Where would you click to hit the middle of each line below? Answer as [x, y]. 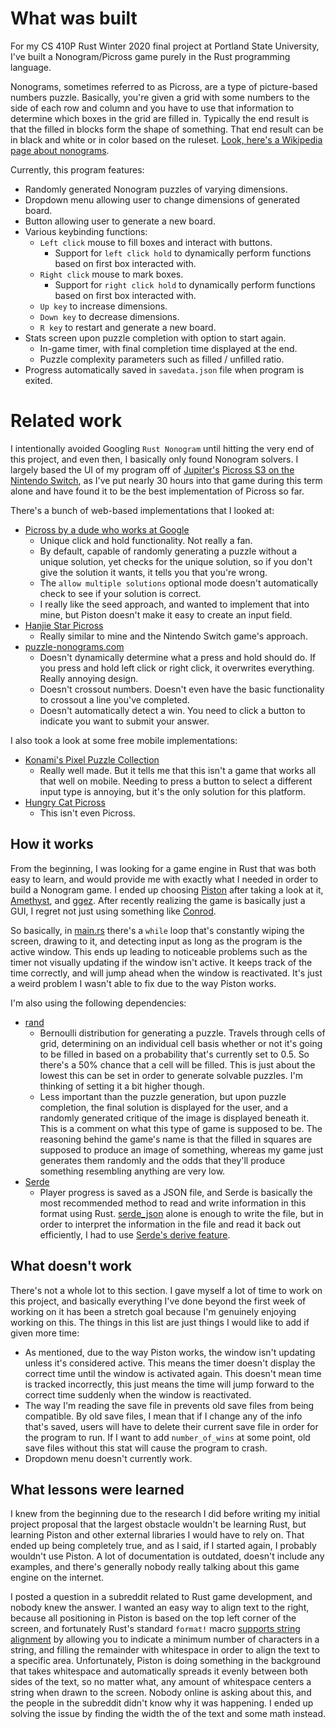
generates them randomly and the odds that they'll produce [162, 1160]
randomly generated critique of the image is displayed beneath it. [174, 1118]
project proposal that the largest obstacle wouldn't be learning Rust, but [158, 1524]
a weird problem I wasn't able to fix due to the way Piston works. [143, 983]
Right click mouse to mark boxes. [111, 274]
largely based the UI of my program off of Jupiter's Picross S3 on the [152, 469]
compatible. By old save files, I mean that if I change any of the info [163, 1416]
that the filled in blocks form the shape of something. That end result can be [167, 129]
